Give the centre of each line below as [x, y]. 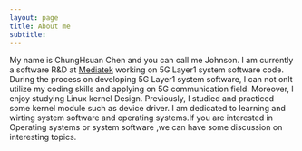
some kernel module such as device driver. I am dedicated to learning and [147, 109]
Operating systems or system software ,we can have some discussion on [146, 127]
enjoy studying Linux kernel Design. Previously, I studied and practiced [142, 99]
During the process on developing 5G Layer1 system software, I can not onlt [151, 80]
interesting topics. [43, 137]
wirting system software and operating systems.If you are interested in [141, 118]
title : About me [40, 26]
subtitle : [28, 34]
